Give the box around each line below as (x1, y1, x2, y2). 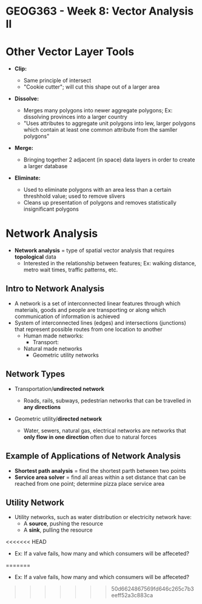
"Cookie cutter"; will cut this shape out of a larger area (23, 83, 160, 90)
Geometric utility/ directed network (14, 415, 103, 422)
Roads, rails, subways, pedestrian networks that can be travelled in (23, 396, 192, 404)
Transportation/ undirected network (14, 385, 104, 392)
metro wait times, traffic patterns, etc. (23, 266, 118, 274)
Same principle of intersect (23, 77, 92, 84)
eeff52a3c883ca (111, 592, 153, 599)
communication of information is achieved (14, 313, 120, 320)
